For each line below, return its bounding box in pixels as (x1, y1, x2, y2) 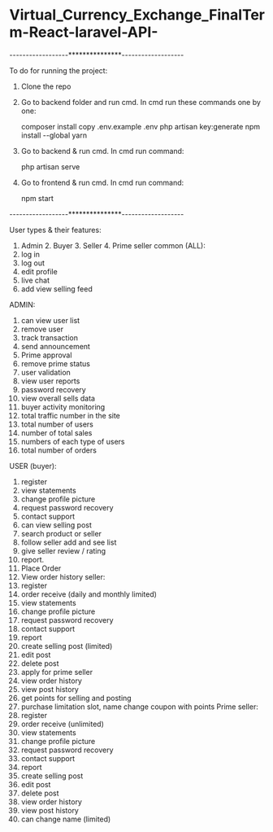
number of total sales (20, 427, 93, 437)
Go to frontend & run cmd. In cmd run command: (20, 177, 184, 187)
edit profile (20, 266, 58, 276)
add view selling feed (20, 283, 93, 294)
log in (20, 249, 40, 259)
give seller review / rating (20, 545, 106, 555)
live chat (20, 275, 50, 285)
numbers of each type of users (20, 436, 125, 446)
